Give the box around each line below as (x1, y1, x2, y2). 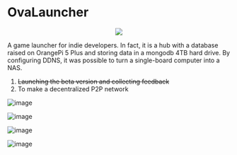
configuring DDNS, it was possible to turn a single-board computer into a (7, 56, 221, 64)
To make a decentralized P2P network (17, 84, 129, 93)
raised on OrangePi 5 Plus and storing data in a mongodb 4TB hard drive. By (7, 48, 231, 57)
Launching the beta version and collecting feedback (17, 77, 170, 86)
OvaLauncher (7, 4, 89, 21)
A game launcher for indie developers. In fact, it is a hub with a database (7, 40, 219, 50)
